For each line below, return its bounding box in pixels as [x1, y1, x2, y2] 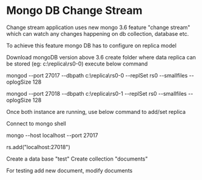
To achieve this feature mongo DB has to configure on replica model [6, 42, 177, 49]
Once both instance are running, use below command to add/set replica [6, 108, 186, 115]
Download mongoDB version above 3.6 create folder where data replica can [6, 53, 196, 61]
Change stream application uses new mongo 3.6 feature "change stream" [6, 24, 190, 31]
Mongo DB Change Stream [6, 4, 143, 18]
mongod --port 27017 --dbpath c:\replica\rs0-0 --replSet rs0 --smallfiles [6, 72, 188, 79]
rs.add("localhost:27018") [6, 143, 71, 150]
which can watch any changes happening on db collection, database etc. [6, 30, 189, 37]
